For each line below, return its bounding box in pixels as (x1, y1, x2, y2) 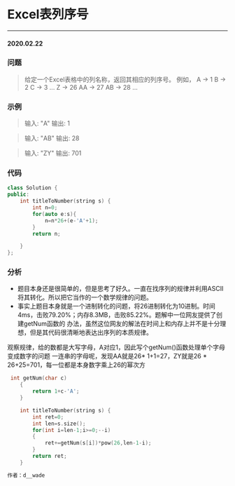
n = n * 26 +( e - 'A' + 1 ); (44, 217, 99, 224)
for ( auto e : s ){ (32, 210, 77, 217)
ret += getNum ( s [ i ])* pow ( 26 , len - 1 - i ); (44, 440, 152, 447)
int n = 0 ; (32, 204, 58, 211)
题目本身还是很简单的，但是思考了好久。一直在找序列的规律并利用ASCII (17, 285, 224, 293)
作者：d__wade (7, 471, 45, 479)
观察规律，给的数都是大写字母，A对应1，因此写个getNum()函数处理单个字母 (7, 343, 225, 351)
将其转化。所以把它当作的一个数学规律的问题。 (17, 293, 152, 302)
